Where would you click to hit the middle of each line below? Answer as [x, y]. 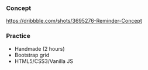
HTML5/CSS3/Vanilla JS [44, 61]
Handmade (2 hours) [40, 48]
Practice [18, 36]
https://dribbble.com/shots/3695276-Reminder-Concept [74, 21]
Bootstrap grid [32, 55]
